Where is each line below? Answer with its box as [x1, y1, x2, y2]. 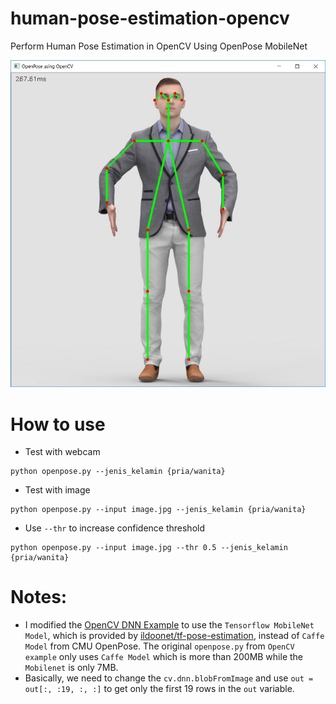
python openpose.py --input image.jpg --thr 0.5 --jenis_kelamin [10, 543, 288, 553]
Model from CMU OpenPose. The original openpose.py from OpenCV [24, 640, 295, 652]
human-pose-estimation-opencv [10, 7, 290, 30]
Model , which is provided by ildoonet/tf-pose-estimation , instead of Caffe [24, 630, 325, 642]
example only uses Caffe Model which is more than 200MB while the [24, 651, 304, 663]
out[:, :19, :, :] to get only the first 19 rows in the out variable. [24, 683, 295, 695]
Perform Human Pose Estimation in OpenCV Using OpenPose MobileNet [10, 40, 308, 52]
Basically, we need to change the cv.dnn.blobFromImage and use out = [24, 672, 314, 684]
